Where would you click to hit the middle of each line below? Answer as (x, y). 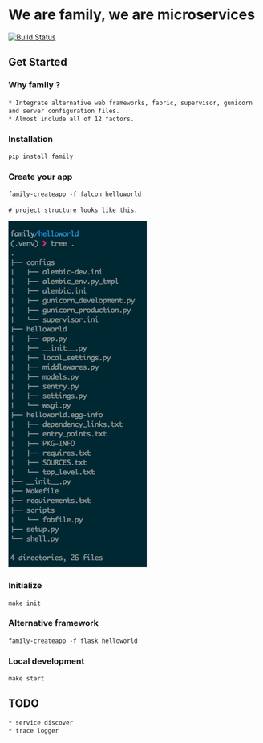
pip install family (41, 156)
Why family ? (34, 85)
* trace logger (34, 731)
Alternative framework (53, 623)
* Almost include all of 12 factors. (71, 119)
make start (26, 679)
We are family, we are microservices (131, 15)
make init (25, 603)
